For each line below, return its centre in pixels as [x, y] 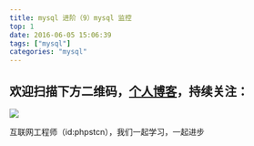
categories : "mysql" [49, 52]
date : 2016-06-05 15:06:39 [61, 35]
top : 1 [22, 26]
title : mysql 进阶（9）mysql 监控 [71, 18]
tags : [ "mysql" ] [40, 43]
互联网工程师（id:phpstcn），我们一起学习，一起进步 [107, 131]
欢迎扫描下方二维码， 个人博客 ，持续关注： [129, 91]
